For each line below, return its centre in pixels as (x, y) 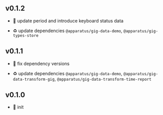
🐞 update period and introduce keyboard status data (68, 20)
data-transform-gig (34, 79)
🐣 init (18, 107)
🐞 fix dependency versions (41, 63)
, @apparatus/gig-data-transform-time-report (103, 79)
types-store (25, 35)
